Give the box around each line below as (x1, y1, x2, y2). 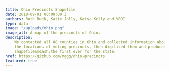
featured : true (5, 58, 37, 63)
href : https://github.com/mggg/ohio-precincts (5, 53, 105, 59)
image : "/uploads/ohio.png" (5, 26, 65, 31)
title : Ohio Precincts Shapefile (5, 7, 76, 12)
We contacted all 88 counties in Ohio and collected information (14, 40, 155, 45)
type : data (5, 21, 28, 26)
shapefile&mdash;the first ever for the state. (14, 49, 116, 54)
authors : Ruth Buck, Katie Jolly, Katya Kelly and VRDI (5, 16, 125, 21)
